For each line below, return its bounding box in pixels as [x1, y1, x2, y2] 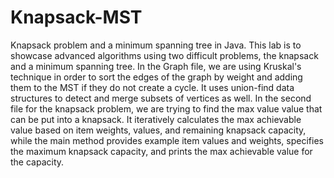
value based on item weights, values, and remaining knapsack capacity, [10, 124, 307, 136]
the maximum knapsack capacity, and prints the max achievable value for [10, 145, 313, 157]
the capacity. [10, 156, 65, 168]
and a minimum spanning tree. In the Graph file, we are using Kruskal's [10, 60, 302, 72]
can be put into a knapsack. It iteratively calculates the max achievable [10, 113, 302, 125]
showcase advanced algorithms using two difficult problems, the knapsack [10, 49, 319, 61]
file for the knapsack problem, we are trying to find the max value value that [10, 102, 323, 115]
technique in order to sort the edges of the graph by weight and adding [10, 71, 303, 83]
